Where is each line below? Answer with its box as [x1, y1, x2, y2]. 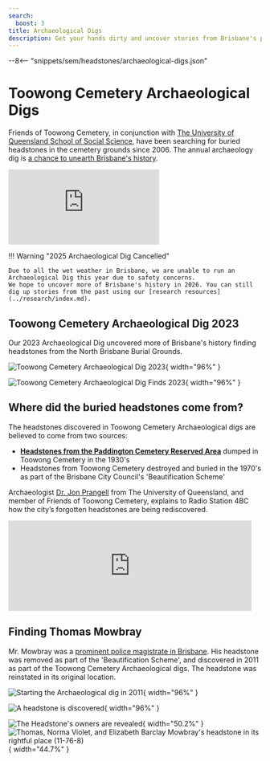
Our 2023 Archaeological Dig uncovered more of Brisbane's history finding [8, 338, 257, 348]
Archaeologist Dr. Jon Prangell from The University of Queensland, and [8, 487, 243, 497]
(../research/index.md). [8, 295, 92, 303]
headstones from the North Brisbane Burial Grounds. [8, 347, 183, 356]
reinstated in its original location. [8, 672, 117, 682]
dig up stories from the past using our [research [8, 288, 182, 296]
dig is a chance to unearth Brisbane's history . [8, 153, 158, 163]
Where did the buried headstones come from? [8, 401, 243, 414]
